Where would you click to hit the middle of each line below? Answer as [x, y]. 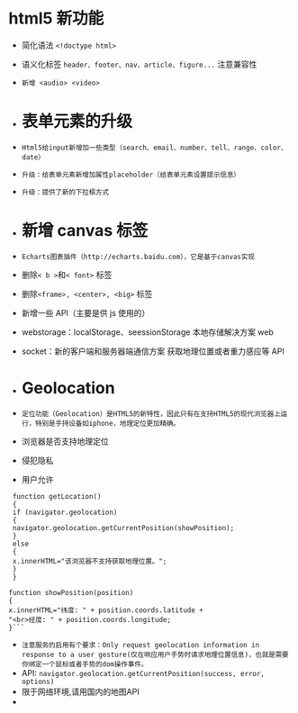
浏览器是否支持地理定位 [65, 441]
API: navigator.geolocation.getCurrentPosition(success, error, [143, 672]
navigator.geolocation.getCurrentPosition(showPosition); [123, 528]
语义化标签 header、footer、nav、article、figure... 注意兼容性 [139, 64]
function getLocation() [57, 496]
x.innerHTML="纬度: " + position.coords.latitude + [106, 610]
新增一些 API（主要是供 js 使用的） [86, 312]
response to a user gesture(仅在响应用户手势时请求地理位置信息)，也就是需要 [155, 654]
